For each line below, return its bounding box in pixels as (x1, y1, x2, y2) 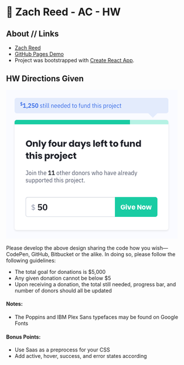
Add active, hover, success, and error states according (14, 353, 148, 360)
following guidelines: (6, 257, 56, 264)
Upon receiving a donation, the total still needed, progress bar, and (14, 280, 176, 287)
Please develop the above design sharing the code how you (6, 244, 151, 252)
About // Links (6, 29, 59, 39)
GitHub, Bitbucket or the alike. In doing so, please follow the (31, 250, 176, 257)
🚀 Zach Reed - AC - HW (6, 5, 121, 19)
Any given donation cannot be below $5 (14, 274, 111, 282)
